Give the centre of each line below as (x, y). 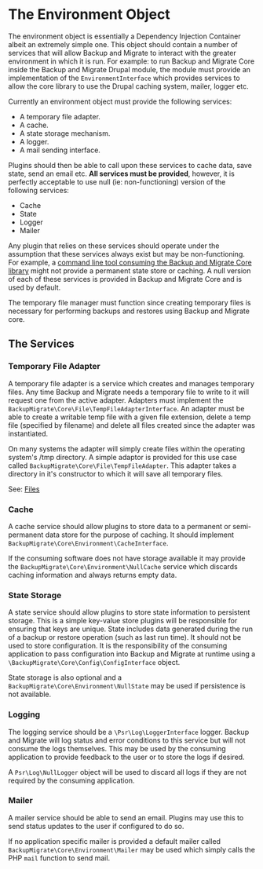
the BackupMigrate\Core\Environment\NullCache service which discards (123, 566)
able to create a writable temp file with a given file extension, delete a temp (130, 417)
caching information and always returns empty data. (93, 575)
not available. (30, 694)
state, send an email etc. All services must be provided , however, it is (122, 173)
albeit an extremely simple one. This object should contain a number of (123, 44)
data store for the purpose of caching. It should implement (139, 535)
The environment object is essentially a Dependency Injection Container (124, 36)
